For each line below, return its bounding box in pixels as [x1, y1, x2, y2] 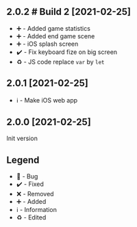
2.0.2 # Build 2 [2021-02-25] [6, 6, 132, 18]
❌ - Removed [16, 190, 54, 198]
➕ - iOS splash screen [16, 40, 79, 48]
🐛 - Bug [16, 172, 38, 181]
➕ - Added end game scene [16, 31, 95, 40]
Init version [6, 134, 38, 143]
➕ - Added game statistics [16, 24, 90, 32]
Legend [6, 154, 40, 165]
